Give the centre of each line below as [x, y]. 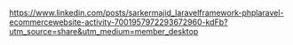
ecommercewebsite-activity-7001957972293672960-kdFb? [119, 22]
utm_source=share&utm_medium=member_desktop [104, 31]
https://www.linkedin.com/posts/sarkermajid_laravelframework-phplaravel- [146, 13]
